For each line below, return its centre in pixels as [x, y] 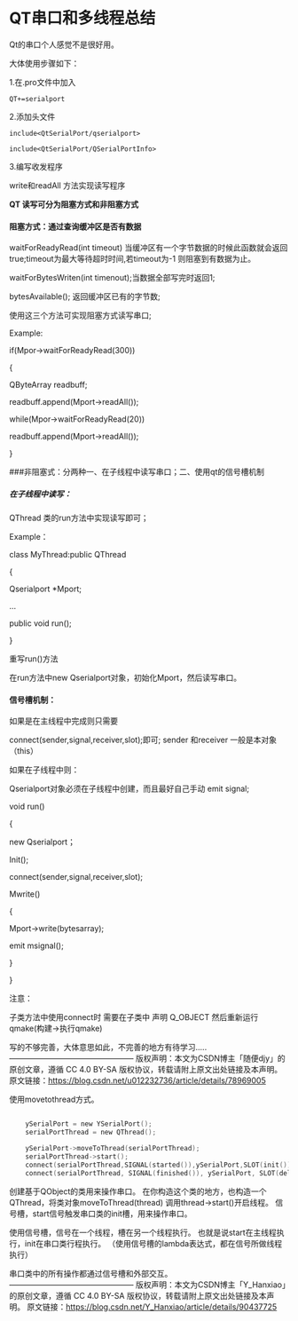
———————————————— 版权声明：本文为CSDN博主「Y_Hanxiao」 [148, 1285]
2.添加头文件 [32, 116]
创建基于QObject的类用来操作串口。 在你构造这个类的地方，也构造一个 [138, 1191]
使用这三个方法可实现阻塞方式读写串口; [81, 315]
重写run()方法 [34, 659]
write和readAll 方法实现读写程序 [67, 185]
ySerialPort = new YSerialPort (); [89, 1124]
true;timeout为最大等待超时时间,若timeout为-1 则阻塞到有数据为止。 [132, 259]
